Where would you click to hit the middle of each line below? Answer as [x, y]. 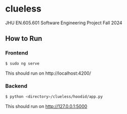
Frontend [17, 53]
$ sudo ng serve [22, 64]
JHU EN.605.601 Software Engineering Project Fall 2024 [64, 23]
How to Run [24, 39]
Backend [16, 86]
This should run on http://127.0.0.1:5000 [46, 106]
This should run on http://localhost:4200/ [48, 73]
